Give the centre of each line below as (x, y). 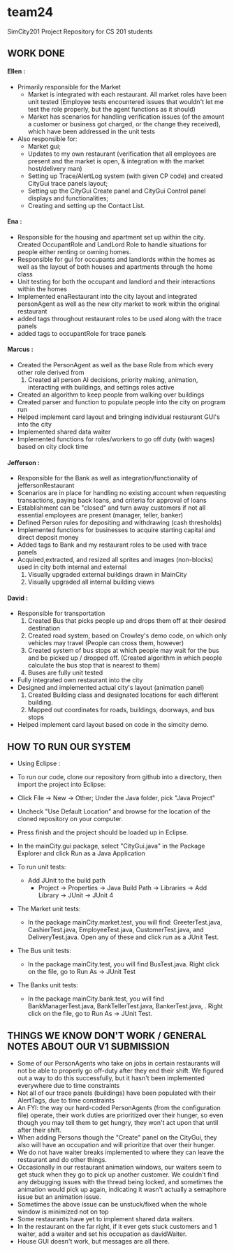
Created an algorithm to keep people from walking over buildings (111, 395)
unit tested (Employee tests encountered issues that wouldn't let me (125, 101)
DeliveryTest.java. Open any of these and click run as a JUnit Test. (123, 937)
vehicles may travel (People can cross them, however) (106, 643)
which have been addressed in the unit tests (92, 131)
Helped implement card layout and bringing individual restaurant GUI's (118, 417)
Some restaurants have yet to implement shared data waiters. (105, 1218)
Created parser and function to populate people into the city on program (121, 402)
